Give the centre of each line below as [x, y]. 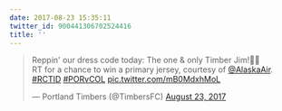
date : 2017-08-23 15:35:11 [60, 18]
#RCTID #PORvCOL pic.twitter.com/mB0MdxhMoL [126, 79]
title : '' [28, 34]
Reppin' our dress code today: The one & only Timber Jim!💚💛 [146, 60]
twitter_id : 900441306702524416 [70, 26]
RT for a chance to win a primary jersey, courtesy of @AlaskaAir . [152, 69]
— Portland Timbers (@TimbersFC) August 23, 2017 [129, 97]
